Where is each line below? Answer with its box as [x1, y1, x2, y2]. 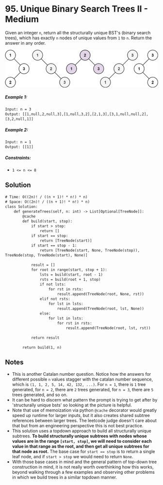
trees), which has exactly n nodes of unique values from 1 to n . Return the [5, 35, 152, 41]
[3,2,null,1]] [5, 117, 34, 122]
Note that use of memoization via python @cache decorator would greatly [12, 407, 157, 413]
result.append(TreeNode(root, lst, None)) [57, 306, 145, 311]
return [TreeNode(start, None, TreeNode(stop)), [39, 248, 140, 253]
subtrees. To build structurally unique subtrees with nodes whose [12, 433, 147, 439]
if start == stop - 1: [31, 243, 77, 248]
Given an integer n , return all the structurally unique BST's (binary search [5, 30, 151, 35]
